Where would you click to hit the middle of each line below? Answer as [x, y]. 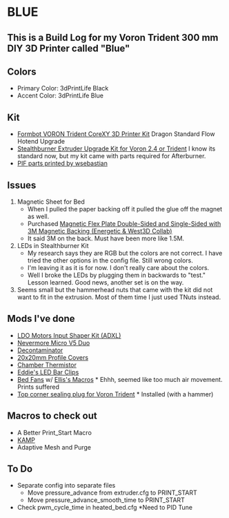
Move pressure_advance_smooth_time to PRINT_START [106, 500]
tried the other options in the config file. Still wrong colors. [110, 260]
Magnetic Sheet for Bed [51, 202]
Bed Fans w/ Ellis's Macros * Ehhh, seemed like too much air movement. [120, 379]
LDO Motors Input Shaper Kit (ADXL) [69, 335]
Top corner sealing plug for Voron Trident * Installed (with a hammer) [115, 394]
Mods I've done [41, 319]
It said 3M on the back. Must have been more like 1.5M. [106, 238]
